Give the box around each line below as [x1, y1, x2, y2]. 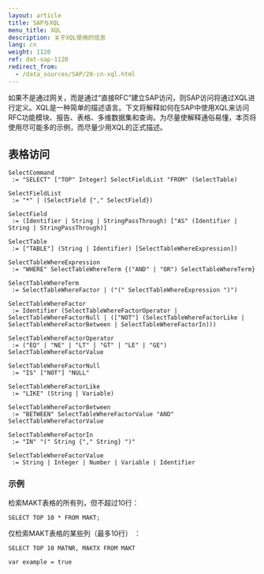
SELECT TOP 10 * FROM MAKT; [8, 513, 101, 521]
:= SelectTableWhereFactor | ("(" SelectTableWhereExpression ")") [11, 286, 238, 294]
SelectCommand [8, 169, 55, 177]
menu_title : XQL [8, 26, 61, 34]
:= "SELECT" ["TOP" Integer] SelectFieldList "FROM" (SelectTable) [11, 176, 238, 184]
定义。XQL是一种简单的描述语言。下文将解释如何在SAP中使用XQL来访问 [14, 102, 250, 112]
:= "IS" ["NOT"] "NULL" [11, 369, 90, 377]
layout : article [8, 11, 61, 20]
